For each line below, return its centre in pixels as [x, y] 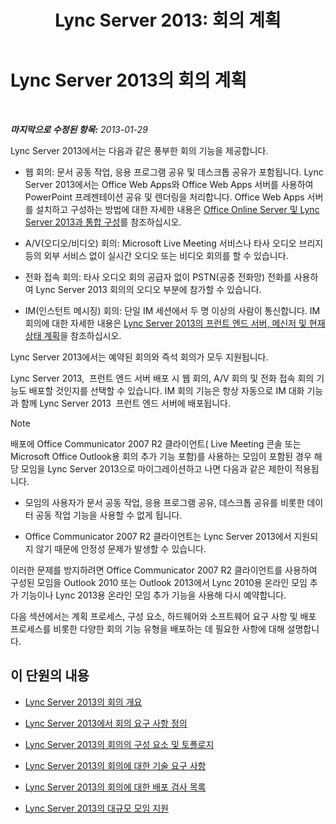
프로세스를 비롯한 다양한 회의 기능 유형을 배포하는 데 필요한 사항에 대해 [147, 628]
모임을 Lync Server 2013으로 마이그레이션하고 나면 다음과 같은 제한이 [156, 468]
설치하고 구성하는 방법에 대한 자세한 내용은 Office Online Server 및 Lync [177, 209]
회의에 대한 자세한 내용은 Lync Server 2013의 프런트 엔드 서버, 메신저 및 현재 [175, 323]
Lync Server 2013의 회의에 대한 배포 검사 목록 [115, 787]
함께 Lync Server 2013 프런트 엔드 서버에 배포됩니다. [126, 403]
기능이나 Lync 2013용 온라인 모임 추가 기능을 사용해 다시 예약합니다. [153, 595]
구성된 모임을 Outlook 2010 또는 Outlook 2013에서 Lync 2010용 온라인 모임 [159, 582]
